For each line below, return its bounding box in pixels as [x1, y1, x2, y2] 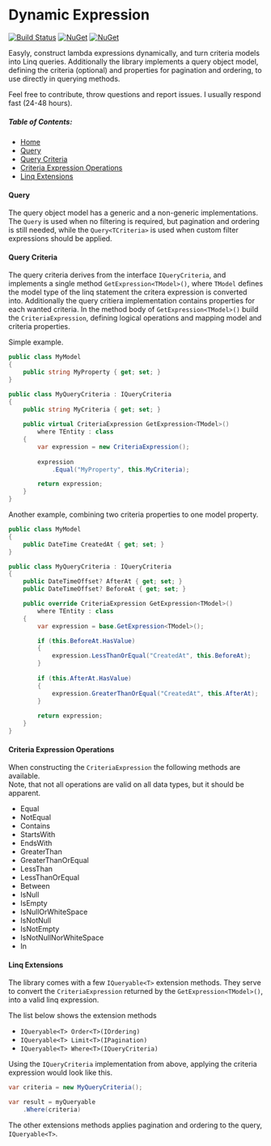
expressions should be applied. [8, 234, 112, 243]
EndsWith [19, 839, 53, 848]
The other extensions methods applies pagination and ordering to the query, [8, 1120, 263, 1130]
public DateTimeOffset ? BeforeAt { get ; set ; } [23, 585, 186, 594]
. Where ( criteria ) [23, 1106, 82, 1114]
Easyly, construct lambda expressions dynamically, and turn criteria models [8, 48, 260, 57]
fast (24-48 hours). [8, 98, 73, 108]
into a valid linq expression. [8, 995, 100, 1004]
